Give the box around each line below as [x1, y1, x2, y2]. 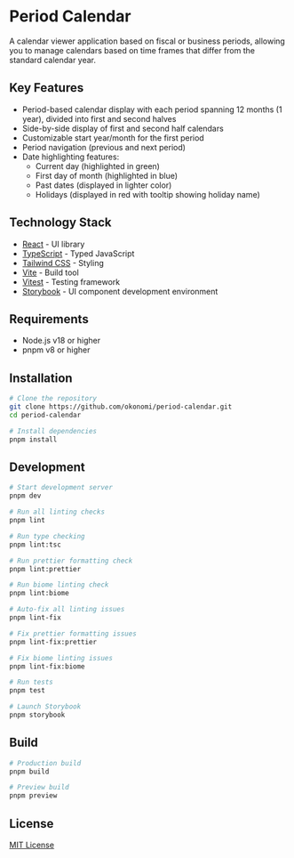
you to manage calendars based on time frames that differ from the [9, 45, 256, 55]
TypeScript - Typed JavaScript [21, 247, 135, 259]
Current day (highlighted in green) [35, 160, 160, 171]
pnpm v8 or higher [21, 344, 91, 355]
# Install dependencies [9, 426, 98, 435]
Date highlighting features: [21, 151, 120, 162]
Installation [9, 370, 73, 385]
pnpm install [9, 434, 58, 444]
